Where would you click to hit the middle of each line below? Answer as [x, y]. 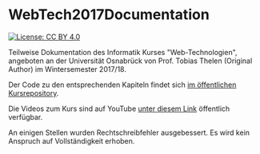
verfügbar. [26, 116]
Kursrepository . [34, 93]
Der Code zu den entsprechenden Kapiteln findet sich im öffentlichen [122, 85]
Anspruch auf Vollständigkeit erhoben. [72, 140]
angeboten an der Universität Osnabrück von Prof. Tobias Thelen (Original [130, 61]
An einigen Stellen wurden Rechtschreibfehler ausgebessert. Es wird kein [129, 132]
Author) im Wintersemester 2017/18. [67, 69]
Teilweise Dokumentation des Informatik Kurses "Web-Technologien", [123, 52]
